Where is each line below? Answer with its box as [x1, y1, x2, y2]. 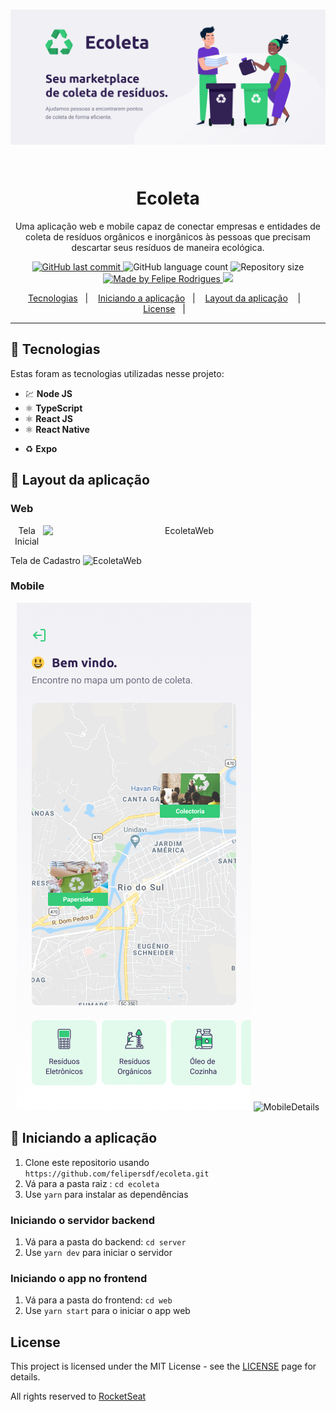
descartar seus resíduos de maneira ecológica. [71, 242, 265, 253]
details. [10, 1371, 41, 1383]
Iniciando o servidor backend [10, 1213, 155, 1227]
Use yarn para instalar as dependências [24, 1188, 189, 1200]
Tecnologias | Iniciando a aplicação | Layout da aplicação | [27, 292, 302, 304]
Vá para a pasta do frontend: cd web [24, 1294, 173, 1306]
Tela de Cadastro [10, 554, 81, 566]
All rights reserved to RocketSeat [10, 1390, 147, 1403]
